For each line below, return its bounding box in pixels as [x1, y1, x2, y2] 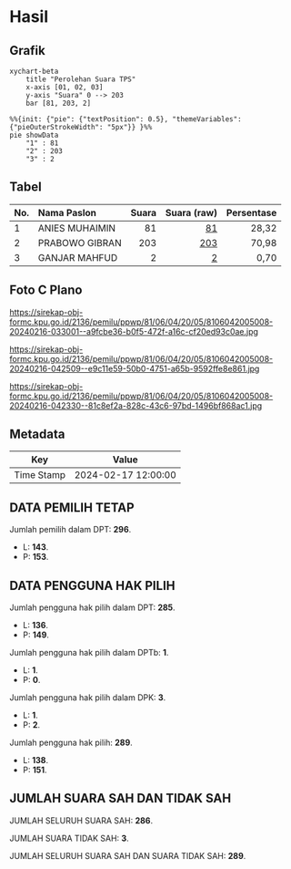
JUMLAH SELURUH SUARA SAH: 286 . [9, 814, 153, 826]
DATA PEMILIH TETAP [9, 500, 135, 515]
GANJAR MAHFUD [37, 251, 118, 264]
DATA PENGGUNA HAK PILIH [9, 577, 176, 594]
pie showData [9, 130, 59, 140]
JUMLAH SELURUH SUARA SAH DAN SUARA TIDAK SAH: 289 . [9, 850, 246, 861]
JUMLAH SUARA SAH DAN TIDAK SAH [9, 791, 232, 806]
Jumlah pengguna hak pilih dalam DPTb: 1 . [9, 647, 169, 658]
